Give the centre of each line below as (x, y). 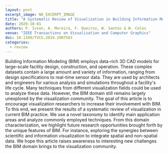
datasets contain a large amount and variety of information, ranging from (80, 72)
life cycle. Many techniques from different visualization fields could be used (83, 87)
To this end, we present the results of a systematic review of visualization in (83, 109)
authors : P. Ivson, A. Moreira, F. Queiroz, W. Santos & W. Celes (76, 28)
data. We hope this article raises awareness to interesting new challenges (81, 141)
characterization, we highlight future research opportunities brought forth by (84, 125)
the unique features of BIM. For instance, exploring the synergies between (82, 130)
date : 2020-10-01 (23, 24)
